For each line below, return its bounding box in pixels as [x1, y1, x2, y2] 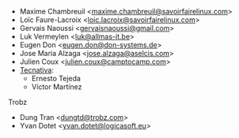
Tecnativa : [19, 65, 54, 74]
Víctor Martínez [31, 82, 82, 91]
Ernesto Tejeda [31, 74, 82, 83]
